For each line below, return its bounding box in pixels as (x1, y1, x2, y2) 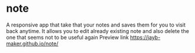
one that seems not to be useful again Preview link (6, 34, 129, 41)
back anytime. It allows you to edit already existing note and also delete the (6, 27, 189, 34)
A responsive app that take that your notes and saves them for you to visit (6, 21, 186, 28)
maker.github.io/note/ (6, 40, 58, 47)
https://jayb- (129, 34, 161, 41)
